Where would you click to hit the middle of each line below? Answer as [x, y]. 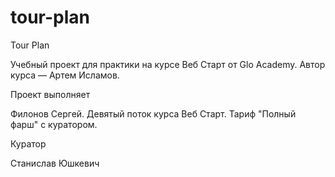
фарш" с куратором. [54, 124]
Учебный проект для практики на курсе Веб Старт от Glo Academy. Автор [168, 64]
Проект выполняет [50, 94]
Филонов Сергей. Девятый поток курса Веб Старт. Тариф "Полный [153, 113]
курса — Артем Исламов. [65, 75]
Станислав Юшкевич [55, 163]
